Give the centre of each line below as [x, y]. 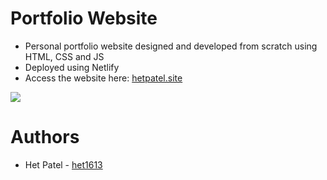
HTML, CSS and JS [64, 56]
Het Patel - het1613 [63, 164]
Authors [45, 137]
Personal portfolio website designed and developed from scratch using [171, 46]
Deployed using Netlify [72, 67]
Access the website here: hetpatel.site [103, 78]
